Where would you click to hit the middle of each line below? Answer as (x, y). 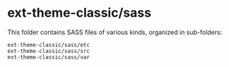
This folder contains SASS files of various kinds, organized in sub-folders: (115, 32)
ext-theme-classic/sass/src (49, 51)
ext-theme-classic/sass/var (49, 57)
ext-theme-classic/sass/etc (49, 45)
